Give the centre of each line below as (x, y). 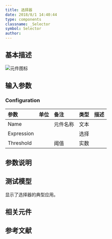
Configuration (23, 101)
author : (13, 33)
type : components (23, 19)
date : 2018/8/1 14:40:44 (31, 15)
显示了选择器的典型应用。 (32, 195)
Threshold (20, 143)
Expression (21, 133)
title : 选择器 (19, 10)
